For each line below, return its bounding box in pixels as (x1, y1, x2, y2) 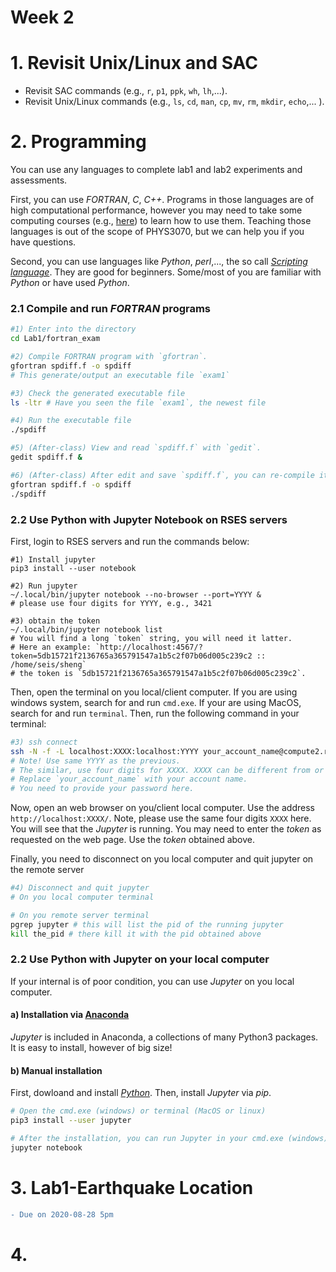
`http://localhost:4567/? (95, 642, 203, 652)
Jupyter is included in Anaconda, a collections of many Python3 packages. (10, 1031, 319, 1043)
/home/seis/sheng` (10, 659, 87, 670)
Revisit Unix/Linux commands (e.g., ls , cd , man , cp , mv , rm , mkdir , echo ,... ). (24, 96, 325, 108)
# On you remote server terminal (10, 910, 150, 920)
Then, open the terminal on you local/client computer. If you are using (10, 686, 298, 698)
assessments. (10, 174, 68, 186)
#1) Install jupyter (10, 554, 97, 565)
